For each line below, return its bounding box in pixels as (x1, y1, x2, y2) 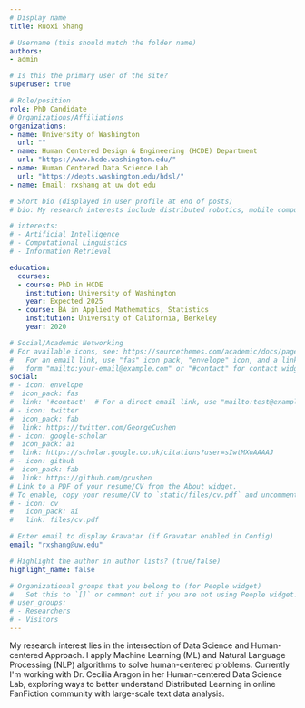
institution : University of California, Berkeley (25, 314, 218, 323)
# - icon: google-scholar (9, 432, 107, 441)
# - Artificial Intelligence (9, 230, 120, 239)
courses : (17, 271, 51, 281)
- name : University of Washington (9, 130, 141, 139)
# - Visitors (9, 616, 59, 625)
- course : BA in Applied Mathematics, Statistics (17, 306, 209, 315)
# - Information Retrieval (9, 247, 112, 256)
